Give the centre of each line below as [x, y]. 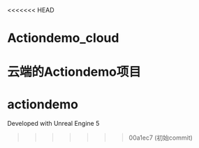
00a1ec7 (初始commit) [161, 138]
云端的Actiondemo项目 [74, 72]
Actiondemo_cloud [63, 38]
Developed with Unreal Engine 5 [53, 124]
